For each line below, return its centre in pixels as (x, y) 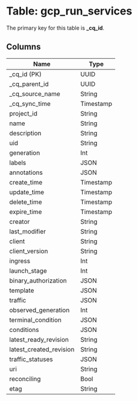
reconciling (25, 379)
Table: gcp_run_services (69, 11)
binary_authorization (38, 281)
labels (18, 163)
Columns (24, 47)
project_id (24, 113)
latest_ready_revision (39, 339)
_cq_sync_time (30, 103)
